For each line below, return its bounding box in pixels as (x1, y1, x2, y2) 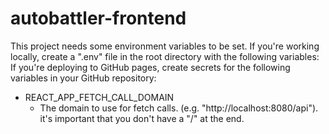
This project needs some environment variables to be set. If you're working (10, 40, 320, 52)
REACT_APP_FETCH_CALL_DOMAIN (24, 91, 175, 103)
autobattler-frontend (10, 7, 187, 30)
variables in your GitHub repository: (10, 72, 157, 84)
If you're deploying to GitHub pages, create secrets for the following (10, 61, 291, 73)
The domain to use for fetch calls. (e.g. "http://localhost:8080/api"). (39, 102, 319, 114)
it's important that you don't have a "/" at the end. (39, 112, 245, 124)
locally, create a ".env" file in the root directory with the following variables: (10, 50, 320, 62)
